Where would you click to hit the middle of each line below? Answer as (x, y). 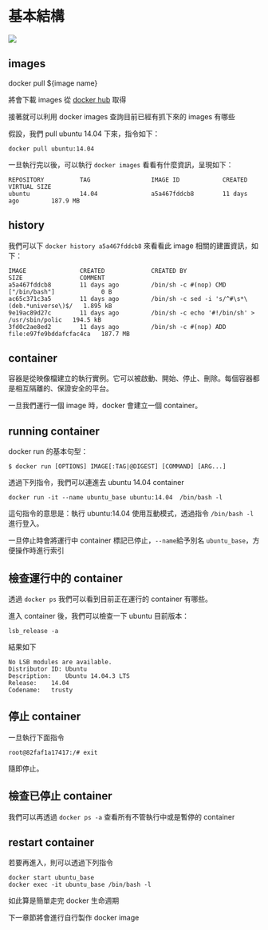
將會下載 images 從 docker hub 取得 (67, 99)
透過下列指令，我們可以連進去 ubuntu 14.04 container (97, 483)
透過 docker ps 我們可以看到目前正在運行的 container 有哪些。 (110, 599)
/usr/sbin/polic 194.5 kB (55, 320)
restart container (51, 842)
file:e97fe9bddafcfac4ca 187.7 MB (69, 334)
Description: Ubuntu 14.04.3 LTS (69, 676)
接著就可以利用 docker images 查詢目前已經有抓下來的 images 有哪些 (122, 116)
